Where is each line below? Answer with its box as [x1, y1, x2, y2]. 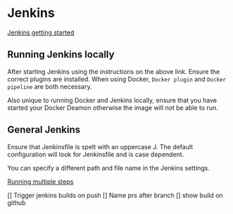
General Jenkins [7, 124, 81, 136]
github [7, 199, 26, 207]
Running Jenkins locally [7, 49, 115, 61]
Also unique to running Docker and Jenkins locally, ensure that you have [7, 96, 217, 104]
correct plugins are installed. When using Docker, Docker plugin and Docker [7, 75, 227, 83]
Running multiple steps [7, 177, 74, 186]
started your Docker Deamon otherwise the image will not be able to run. [7, 103, 218, 112]
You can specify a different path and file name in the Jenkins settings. [7, 163, 210, 172]
